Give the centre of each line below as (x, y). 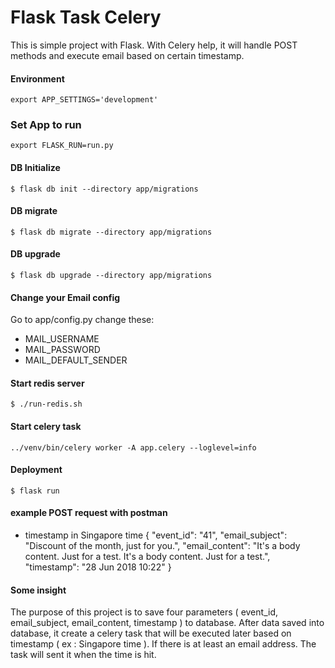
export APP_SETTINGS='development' (84, 100)
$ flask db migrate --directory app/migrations (111, 232)
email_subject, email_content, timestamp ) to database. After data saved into (167, 623)
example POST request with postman (89, 513)
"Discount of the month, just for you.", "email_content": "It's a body (162, 546)
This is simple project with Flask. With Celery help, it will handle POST (154, 45)
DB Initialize (35, 168)
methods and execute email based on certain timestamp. (127, 55)
